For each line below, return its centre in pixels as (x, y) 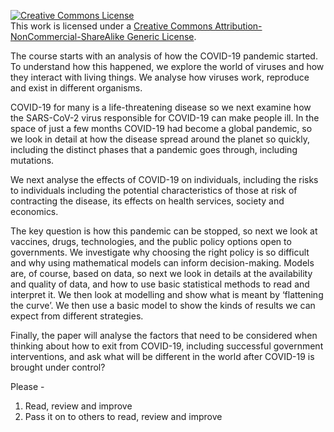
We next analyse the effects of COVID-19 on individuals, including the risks (164, 179)
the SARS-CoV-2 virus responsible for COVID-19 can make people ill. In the (165, 118)
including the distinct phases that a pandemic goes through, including (154, 149)
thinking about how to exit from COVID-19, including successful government (167, 346)
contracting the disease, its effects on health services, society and (147, 201)
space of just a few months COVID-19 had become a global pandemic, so (161, 128)
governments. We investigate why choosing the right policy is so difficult (160, 252)
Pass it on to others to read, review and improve (123, 416)
